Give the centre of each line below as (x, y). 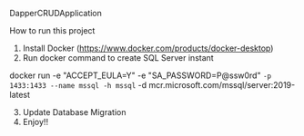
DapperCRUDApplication (56, 13)
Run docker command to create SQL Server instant (118, 58)
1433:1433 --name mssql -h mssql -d (78, 85)
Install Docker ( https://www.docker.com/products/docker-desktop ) (148, 48)
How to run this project (52, 30)
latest (20, 95)
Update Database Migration (74, 112)
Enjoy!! (35, 122)
